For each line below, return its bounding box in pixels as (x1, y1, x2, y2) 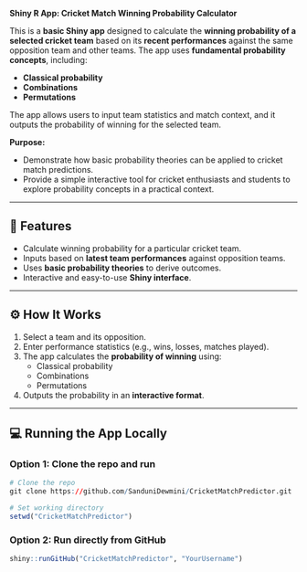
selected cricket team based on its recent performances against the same (9, 36, 294, 46)
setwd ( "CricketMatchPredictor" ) (9, 512, 132, 521)
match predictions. (22, 164, 94, 175)
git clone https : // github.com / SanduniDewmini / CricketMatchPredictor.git (9, 487, 292, 496)
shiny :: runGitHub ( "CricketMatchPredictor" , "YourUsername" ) (9, 555, 244, 564)
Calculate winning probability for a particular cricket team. (22, 242, 242, 254)
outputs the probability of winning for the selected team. (9, 119, 222, 130)
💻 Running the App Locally (9, 426, 167, 441)
